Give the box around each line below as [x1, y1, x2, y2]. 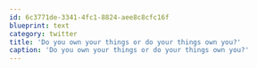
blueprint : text [9, 21, 70, 30]
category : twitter [9, 29, 78, 38]
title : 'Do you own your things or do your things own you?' [9, 37, 242, 47]
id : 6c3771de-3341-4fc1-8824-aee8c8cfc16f [9, 12, 170, 22]
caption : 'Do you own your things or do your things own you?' [9, 46, 250, 55]
